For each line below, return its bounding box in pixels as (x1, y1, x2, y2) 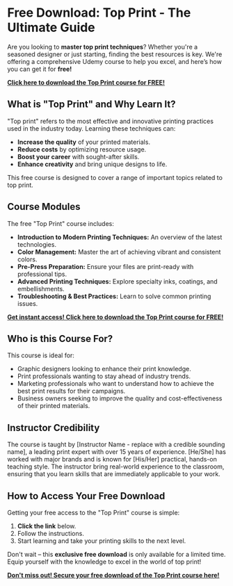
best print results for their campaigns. (17, 387, 126, 396)
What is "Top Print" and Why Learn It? (7, 99, 176, 111)
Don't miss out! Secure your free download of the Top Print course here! (7, 571, 220, 579)
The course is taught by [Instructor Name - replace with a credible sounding (7, 440, 225, 449)
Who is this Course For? (7, 332, 113, 345)
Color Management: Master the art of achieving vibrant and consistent (17, 247, 221, 256)
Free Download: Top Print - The (7, 5, 191, 21)
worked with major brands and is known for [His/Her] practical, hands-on (7, 455, 217, 464)
